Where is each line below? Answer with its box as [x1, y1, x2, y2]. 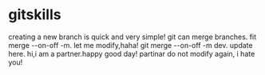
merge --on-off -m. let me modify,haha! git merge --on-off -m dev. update [8, 40, 253, 49]
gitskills [8, 6, 61, 24]
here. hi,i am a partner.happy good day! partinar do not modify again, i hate [8, 49, 255, 58]
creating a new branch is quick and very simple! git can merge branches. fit [8, 32, 257, 41]
